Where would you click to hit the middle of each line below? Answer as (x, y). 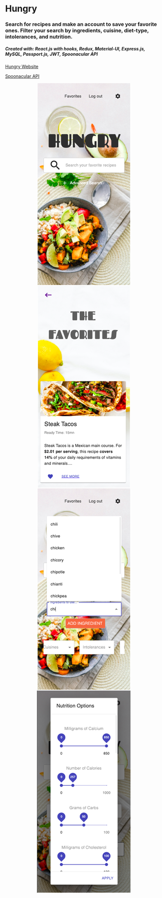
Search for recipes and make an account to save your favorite (81, 24)
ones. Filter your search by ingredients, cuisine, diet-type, (77, 30)
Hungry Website (22, 67)
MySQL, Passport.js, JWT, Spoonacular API (52, 54)
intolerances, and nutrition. (39, 37)
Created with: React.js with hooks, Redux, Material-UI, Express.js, (75, 48)
